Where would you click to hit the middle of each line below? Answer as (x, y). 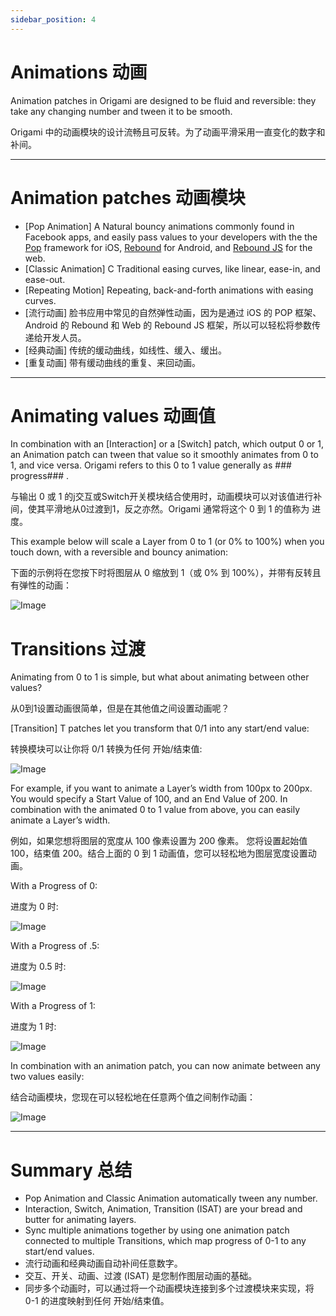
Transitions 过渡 (78, 648)
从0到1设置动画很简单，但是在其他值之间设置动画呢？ (120, 708)
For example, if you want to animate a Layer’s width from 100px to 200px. (161, 788)
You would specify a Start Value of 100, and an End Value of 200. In (149, 799)
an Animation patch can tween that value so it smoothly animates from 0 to (164, 455)
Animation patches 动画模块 (128, 197)
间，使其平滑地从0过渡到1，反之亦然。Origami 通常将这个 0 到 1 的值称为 (160, 509)
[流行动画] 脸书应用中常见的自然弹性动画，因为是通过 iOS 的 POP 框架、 (173, 312)
